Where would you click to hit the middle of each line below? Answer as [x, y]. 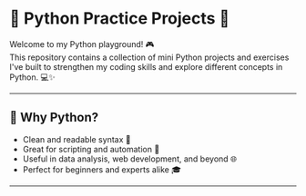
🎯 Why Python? [54, 118]
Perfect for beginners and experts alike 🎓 [102, 169]
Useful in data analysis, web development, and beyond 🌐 [130, 159]
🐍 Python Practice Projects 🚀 [120, 19]
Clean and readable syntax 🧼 [76, 139]
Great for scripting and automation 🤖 [91, 149]
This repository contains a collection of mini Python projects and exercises [149, 57]
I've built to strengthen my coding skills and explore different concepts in [146, 66]
